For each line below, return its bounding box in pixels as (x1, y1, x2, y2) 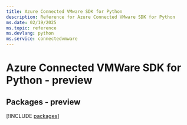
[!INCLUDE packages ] (6, 113, 60, 119)
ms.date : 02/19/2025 (6, 19, 57, 25)
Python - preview (6, 74, 93, 87)
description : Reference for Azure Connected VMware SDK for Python (6, 14, 176, 20)
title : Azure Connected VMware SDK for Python (6, 8, 123, 15)
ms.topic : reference (6, 25, 57, 31)
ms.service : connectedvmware (6, 36, 78, 42)
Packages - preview (6, 97, 81, 107)
